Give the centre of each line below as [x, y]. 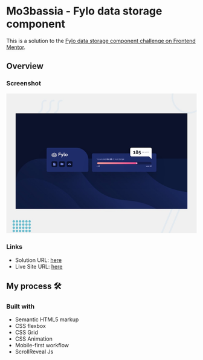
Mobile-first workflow [42, 345]
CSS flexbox [31, 326]
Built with [21, 306]
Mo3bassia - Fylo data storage [84, 11]
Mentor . [16, 47]
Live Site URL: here [39, 266]
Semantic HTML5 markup [47, 319]
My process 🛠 [34, 286]
